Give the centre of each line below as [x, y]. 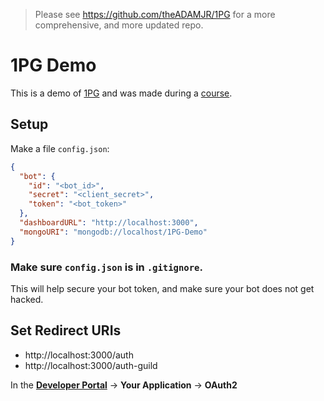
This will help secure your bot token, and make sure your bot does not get [162, 288]
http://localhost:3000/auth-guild [91, 365]
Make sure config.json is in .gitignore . [106, 267]
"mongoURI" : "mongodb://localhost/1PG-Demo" [113, 232]
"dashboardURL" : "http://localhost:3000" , [109, 223]
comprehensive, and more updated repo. [119, 25]
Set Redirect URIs [66, 330]
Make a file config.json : [60, 148]
